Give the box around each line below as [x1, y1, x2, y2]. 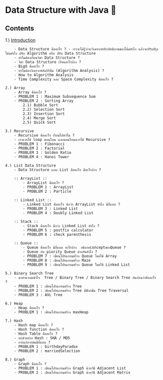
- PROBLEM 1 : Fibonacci [14, 141, 65, 146]
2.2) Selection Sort [23, 107, 65, 112]
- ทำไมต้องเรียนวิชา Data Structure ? [14, 55, 80, 60]
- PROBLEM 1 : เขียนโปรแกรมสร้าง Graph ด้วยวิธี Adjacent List [14, 366, 127, 371]
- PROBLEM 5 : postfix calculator [23, 228, 94, 233]
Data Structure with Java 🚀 [5, 4, 117, 16]
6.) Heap [5, 301, 23, 306]
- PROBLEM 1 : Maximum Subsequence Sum [14, 94, 96, 99]
